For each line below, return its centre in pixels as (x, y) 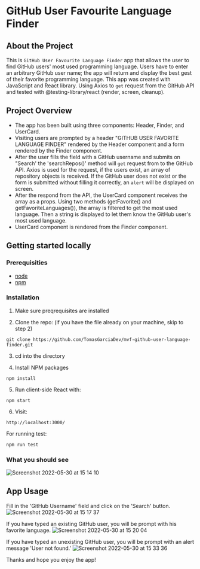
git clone (19, 339)
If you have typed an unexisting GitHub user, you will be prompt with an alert (100, 541)
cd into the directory (40, 356)
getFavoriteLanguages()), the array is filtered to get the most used (96, 208)
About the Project (40, 46)
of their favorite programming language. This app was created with (89, 79)
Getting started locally (49, 246)
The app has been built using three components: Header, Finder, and (99, 125)
